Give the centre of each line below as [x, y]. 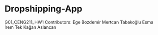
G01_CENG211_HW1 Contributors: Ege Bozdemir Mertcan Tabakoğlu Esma [79, 22]
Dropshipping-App [43, 9]
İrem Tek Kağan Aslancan [30, 27]
